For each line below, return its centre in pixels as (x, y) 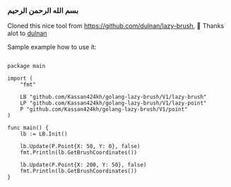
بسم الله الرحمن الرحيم (43, 11)
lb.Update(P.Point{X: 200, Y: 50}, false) (83, 165)
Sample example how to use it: (52, 47)
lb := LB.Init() (44, 134)
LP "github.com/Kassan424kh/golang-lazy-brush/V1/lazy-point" (113, 103)
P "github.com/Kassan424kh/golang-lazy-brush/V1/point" (104, 109)
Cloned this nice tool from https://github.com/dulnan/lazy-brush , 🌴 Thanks (116, 26)
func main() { (28, 128)
